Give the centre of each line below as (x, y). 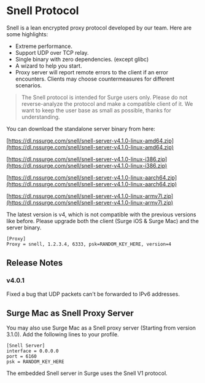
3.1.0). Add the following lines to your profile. (63, 334)
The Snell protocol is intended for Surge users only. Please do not (104, 97)
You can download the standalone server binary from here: (81, 128)
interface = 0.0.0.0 (33, 351)
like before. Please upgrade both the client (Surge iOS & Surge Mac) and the (103, 221)
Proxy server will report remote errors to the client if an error (92, 72)
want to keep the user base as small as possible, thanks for (96, 110)
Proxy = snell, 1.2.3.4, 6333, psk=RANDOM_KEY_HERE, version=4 (89, 244)
